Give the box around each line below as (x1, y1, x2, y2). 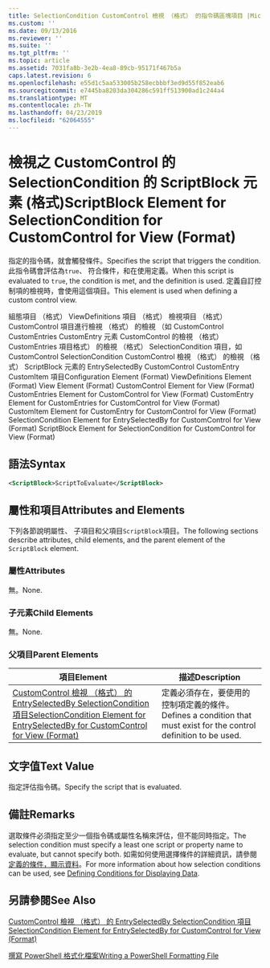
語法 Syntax (8, 457, 66, 471)
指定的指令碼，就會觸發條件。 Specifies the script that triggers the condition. (8, 255, 261, 265)
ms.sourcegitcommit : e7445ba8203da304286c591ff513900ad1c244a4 (8, 86, 225, 95)
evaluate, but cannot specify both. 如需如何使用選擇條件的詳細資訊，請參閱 (8, 849, 257, 859)
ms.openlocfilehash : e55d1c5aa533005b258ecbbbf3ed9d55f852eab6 (8, 79, 225, 87)
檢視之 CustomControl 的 (8, 153, 176, 172)
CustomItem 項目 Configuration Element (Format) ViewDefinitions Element (8, 371, 252, 382)
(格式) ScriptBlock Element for (25, 194, 227, 212)
